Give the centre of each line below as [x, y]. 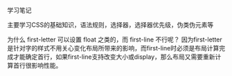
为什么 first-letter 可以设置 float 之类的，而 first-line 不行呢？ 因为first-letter [115, 39]
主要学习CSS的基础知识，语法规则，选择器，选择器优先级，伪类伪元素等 [110, 25]
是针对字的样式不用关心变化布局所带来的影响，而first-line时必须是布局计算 [113, 48]
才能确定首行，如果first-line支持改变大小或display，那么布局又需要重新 [114, 57]
